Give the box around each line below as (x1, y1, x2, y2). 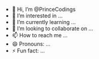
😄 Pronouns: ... (11, 40, 51, 48)
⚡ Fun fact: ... (11, 47, 45, 54)
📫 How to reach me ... (11, 32, 68, 39)
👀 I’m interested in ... (11, 12, 63, 19)
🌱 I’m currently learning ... (11, 19, 76, 25)
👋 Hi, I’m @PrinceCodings (11, 6, 76, 13)
